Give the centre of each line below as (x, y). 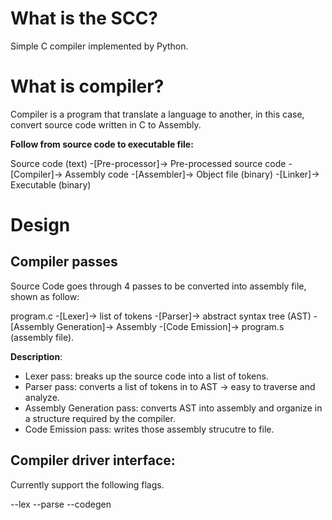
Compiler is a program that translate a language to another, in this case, (157, 114)
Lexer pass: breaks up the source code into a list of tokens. (146, 376)
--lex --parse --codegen (61, 504)
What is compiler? (87, 86)
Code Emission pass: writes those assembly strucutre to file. (149, 429)
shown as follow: (45, 296)
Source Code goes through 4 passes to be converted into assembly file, (158, 286)
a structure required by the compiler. (100, 418)
